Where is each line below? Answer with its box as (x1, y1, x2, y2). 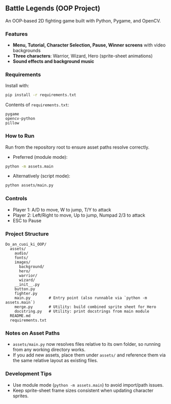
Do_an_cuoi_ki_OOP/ (5, 242, 47, 247)
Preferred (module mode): (12, 154, 68, 160)
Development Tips (5, 370, 52, 377)
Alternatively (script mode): (12, 173, 70, 179)
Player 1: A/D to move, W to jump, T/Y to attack (12, 206, 111, 212)
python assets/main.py (5, 183, 54, 188)
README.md (10, 313, 31, 318)
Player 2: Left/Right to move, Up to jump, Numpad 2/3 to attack (12, 212, 145, 218)
